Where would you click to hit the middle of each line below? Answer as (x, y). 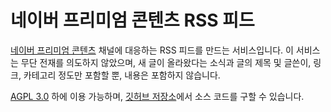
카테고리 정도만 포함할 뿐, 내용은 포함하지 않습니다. (122, 75)
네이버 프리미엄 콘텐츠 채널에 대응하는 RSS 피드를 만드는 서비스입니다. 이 (152, 50)
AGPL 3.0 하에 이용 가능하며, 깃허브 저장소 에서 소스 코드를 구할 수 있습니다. (157, 96)
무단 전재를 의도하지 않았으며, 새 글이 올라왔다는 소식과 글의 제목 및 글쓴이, (166, 62)
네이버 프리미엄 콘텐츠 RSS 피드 (132, 20)
